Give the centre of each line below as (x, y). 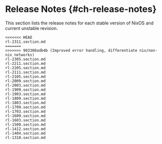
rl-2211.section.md (25, 63)
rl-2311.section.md (25, 42)
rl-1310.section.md (25, 138)
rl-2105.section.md (25, 76)
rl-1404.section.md (25, 133)
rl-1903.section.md (25, 94)
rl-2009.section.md (25, 81)
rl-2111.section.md (25, 72)
